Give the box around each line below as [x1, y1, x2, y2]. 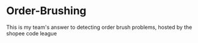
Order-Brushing [6, 4, 87, 18]
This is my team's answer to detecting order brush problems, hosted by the [6, 24, 193, 31]
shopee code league [6, 29, 57, 37]
